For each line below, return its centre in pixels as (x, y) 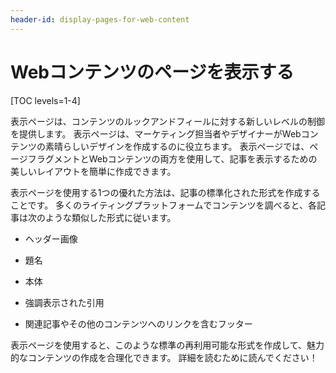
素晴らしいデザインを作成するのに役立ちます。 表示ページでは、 (177, 146)
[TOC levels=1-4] (45, 100)
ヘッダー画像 (51, 238)
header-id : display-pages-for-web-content (100, 19)
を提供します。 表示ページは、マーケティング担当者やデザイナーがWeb (156, 133)
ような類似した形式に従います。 (110, 217)
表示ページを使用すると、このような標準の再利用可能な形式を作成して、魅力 (167, 345)
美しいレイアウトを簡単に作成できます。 (93, 171)
